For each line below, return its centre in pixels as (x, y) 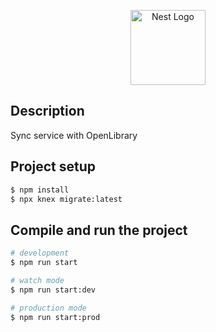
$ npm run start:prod (55, 317)
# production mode (48, 308)
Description (47, 111)
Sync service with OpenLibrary (74, 135)
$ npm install (40, 190)
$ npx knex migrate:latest (66, 199)
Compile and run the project (99, 230)
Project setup (53, 166)
